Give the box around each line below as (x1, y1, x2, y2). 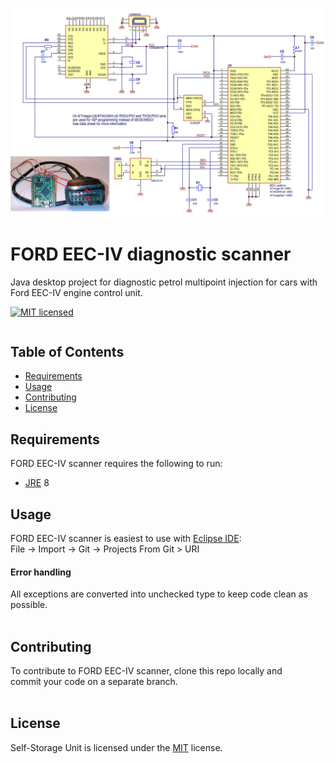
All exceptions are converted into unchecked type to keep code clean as (10, 588, 308, 600)
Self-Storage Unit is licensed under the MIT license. (10, 741, 223, 753)
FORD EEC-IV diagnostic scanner (10, 243, 292, 265)
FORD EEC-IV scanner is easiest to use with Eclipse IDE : (10, 533, 242, 545)
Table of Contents (10, 344, 125, 361)
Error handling (10, 566, 72, 578)
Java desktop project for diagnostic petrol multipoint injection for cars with (10, 276, 318, 288)
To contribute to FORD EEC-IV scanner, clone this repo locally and (10, 665, 283, 677)
